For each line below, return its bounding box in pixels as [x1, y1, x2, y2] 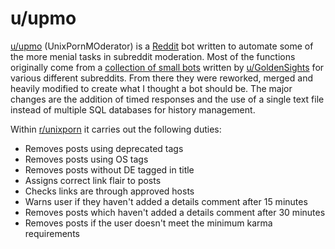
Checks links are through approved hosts [24, 185, 195, 197]
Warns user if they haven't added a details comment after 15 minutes [24, 195, 308, 207]
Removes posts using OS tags [24, 153, 149, 165]
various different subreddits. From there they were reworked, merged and [10, 72, 313, 84]
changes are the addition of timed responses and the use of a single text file [10, 93, 325, 105]
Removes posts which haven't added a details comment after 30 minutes [24, 206, 326, 218]
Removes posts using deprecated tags [24, 142, 184, 154]
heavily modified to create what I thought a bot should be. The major [10, 82, 293, 94]
